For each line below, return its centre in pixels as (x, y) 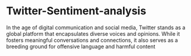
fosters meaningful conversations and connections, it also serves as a (92, 40)
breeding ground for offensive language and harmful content (81, 46)
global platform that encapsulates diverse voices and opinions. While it (93, 33)
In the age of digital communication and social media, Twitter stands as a (96, 27)
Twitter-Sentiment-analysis (76, 11)
